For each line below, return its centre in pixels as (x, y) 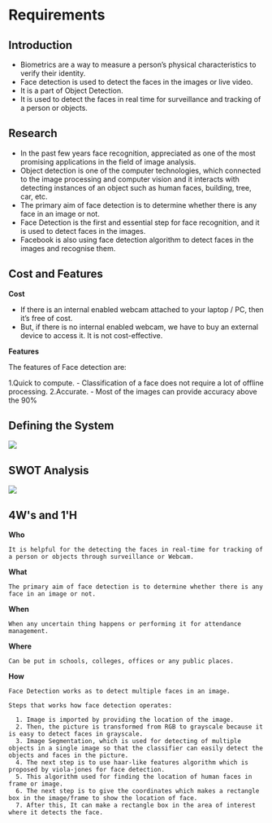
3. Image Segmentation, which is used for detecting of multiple (129, 742)
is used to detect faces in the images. (83, 231)
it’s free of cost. (46, 318)
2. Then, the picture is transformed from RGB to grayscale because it (140, 727)
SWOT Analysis (49, 470)
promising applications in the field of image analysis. (108, 161)
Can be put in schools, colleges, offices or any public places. (121, 662)
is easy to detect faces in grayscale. (76, 734)
